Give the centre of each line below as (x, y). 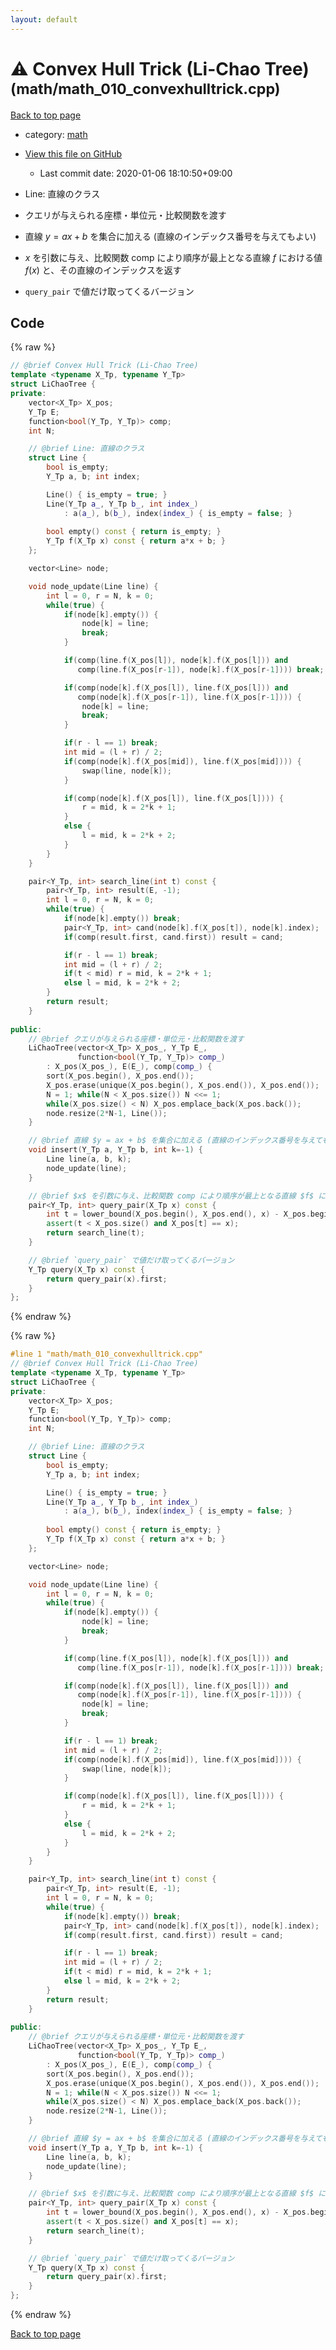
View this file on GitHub (73, 153)
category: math (56, 134)
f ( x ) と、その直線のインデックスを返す (103, 270)
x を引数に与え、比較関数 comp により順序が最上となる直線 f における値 (173, 257)
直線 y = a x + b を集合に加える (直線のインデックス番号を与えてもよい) (170, 236)
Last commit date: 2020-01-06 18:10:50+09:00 (136, 173)
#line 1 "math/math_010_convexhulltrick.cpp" (106, 1354)
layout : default (44, 19)
